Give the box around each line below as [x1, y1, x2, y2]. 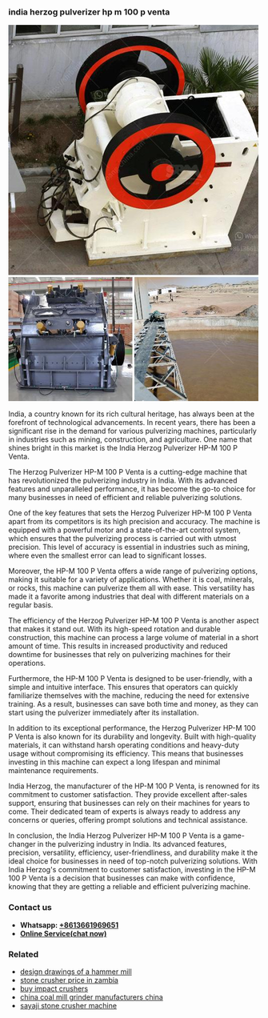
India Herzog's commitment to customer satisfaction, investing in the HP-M [8, 865, 256, 875]
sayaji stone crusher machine [19, 1000, 118, 1010]
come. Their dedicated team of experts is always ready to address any [8, 807, 241, 816]
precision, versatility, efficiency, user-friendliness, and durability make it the [8, 848, 258, 858]
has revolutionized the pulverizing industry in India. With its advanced [8, 475, 238, 486]
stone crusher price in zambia [19, 975, 118, 984]
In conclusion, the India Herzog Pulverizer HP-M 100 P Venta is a [8, 831, 222, 840]
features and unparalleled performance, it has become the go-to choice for [8, 484, 256, 494]
